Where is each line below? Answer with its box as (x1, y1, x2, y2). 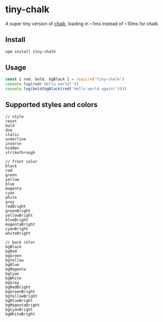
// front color (5, 159, 38, 164)
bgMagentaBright (5, 303, 40, 308)
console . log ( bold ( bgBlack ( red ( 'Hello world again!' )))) (5, 86, 127, 92)
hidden (5, 145, 19, 151)
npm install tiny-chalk (5, 49, 56, 54)
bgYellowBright (5, 293, 38, 298)
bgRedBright (5, 285, 31, 290)
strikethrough (5, 150, 36, 155)
